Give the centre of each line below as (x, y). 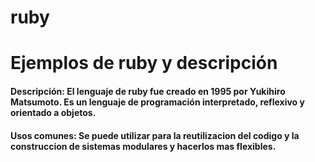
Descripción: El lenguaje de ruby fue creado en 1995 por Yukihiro (148, 91)
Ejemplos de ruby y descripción (144, 63)
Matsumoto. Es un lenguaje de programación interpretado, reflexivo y (157, 102)
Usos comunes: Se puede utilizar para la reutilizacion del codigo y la (155, 135)
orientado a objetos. (53, 112)
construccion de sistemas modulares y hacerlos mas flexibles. (143, 146)
